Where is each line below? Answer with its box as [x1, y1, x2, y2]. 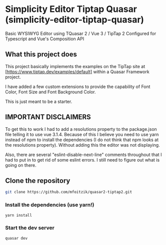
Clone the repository [5, 176, 71, 185]
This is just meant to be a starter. [5, 98, 73, 104]
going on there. [5, 162, 37, 168]
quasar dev [5, 236, 28, 241]
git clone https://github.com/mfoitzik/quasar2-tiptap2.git [5, 190, 133, 195]
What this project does [5, 50, 77, 59]
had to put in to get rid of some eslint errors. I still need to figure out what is [5, 157, 160, 163]
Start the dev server [5, 225, 55, 232]
